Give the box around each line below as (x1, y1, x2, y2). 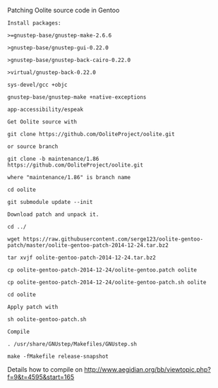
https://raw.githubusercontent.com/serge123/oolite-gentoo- (23, 236, 203, 243)
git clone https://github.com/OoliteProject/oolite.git (7, 131, 175, 138)
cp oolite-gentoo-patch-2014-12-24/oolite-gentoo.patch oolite (7, 267, 198, 274)
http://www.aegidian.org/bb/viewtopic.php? (84, 365, 212, 373)
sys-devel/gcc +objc (7, 81, 68, 88)
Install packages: (7, 20, 61, 27)
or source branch (7, 143, 59, 150)
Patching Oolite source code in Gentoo (7, 6, 120, 14)
